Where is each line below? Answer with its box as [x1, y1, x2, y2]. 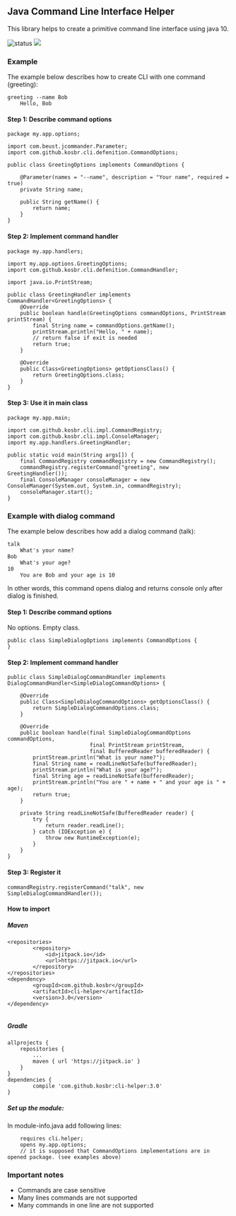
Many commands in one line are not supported [17, 1201, 154, 1210]
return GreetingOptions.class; [33, 371, 125, 379]
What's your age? [20, 560, 71, 567]
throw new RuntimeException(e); [45, 834, 141, 842]
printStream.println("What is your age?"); [33, 767, 163, 774]
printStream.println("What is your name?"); [33, 754, 166, 762]
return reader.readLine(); [45, 822, 125, 830]
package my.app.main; [7, 414, 71, 421]
